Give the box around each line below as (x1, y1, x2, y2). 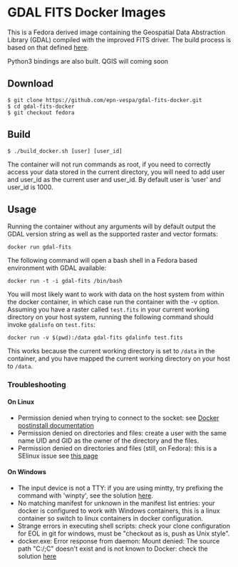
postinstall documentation (17, 421, 95, 429)
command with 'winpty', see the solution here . (17, 491, 153, 500)
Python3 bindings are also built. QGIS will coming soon (7, 56, 169, 65)
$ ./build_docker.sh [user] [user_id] (7, 147, 123, 154)
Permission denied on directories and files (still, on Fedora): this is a (17, 443, 217, 452)
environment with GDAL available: (7, 264, 107, 272)
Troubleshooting (7, 380, 66, 390)
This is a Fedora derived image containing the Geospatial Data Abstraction (7, 28, 226, 36)
